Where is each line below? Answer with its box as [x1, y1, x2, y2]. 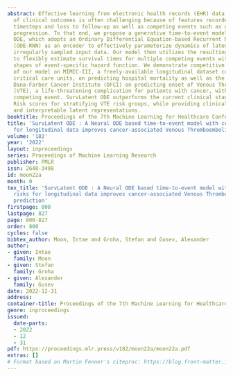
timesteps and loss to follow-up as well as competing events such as [13, 23, 222, 30]
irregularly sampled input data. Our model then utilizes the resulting [13, 49, 228, 56]
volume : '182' [7, 133, 49, 139]
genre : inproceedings [7, 307, 70, 314]
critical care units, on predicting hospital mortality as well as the [13, 74, 225, 82]
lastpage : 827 [7, 210, 49, 217]
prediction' [13, 197, 49, 205]
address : [7, 294, 33, 301]
